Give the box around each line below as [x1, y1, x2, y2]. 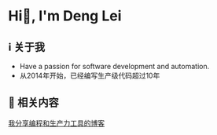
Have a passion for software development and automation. [19, 62, 210, 71]
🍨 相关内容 [8, 96, 59, 109]
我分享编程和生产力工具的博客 [8, 118, 105, 128]
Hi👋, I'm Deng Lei [8, 7, 122, 25]
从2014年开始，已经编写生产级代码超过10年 [19, 71, 160, 80]
